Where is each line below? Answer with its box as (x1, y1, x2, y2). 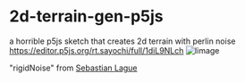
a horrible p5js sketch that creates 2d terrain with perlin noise (9, 36, 236, 46)
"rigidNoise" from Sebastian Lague (9, 62, 138, 73)
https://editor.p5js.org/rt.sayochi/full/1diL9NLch (9, 45, 184, 55)
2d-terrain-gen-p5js (9, 6, 164, 27)
